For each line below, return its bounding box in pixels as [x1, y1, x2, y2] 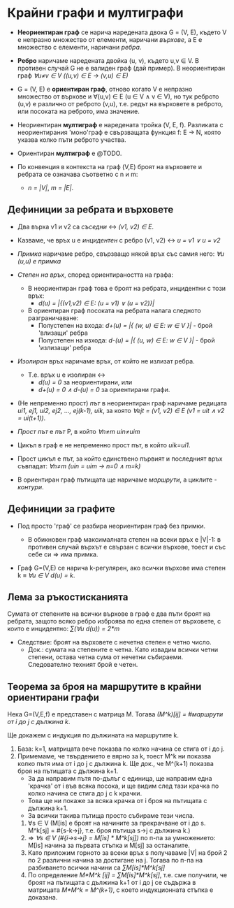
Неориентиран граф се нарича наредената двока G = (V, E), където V [17, 28, 227, 36]
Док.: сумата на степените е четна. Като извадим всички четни [27, 645, 219, 654]
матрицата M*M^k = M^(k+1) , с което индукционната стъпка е [27, 886, 214, 894]
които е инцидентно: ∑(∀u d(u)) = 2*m [7, 624, 120, 633]
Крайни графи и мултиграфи [7, 5, 184, 21]
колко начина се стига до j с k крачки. [27, 789, 142, 798]
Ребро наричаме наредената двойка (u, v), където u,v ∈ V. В [17, 56, 199, 64]
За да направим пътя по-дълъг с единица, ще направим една [27, 774, 212, 783]
